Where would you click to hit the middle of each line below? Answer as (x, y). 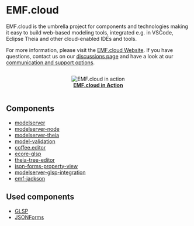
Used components (40, 197)
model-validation (35, 141)
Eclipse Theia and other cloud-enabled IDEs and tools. (72, 39)
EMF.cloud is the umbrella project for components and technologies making (97, 26)
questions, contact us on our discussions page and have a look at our (90, 56)
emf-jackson (30, 178)
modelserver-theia (37, 135)
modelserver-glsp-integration (50, 172)
